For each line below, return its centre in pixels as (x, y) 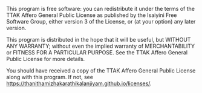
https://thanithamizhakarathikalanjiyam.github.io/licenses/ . (79, 83)
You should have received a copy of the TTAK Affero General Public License (101, 71)
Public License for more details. (46, 59)
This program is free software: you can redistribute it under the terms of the (101, 9)
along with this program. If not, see (50, 77)
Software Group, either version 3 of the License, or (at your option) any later (101, 21)
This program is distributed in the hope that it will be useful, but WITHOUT (99, 40)
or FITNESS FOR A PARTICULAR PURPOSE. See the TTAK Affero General (97, 53)
